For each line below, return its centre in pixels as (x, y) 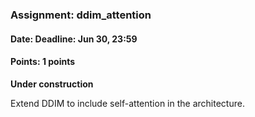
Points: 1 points (43, 62)
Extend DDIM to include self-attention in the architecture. (127, 103)
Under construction (52, 84)
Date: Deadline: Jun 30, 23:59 (74, 39)
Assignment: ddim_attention (81, 15)
